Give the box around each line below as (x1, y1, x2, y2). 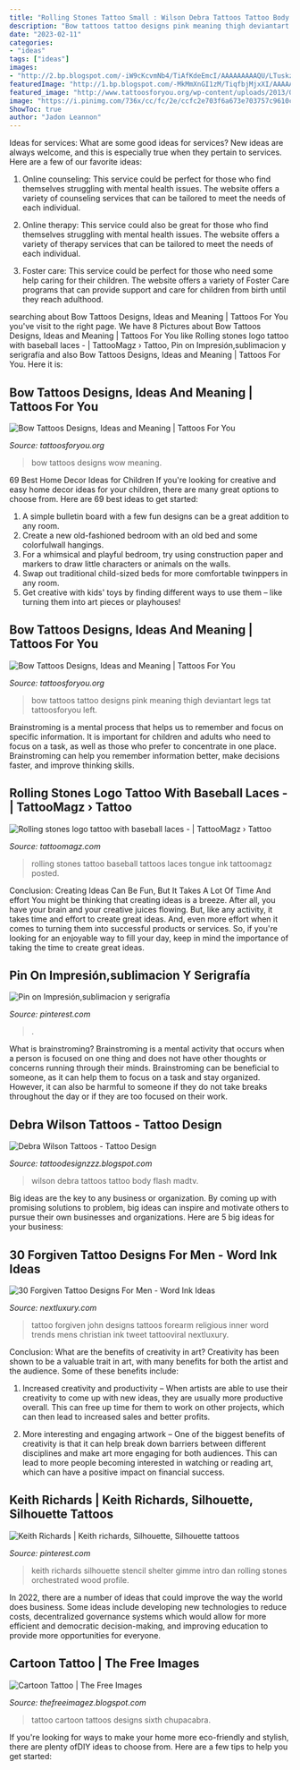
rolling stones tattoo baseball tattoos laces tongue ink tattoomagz (30, 858, 272, 869)
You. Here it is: (9, 359, 63, 370)
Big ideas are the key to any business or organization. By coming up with (9, 1193, 277, 1204)
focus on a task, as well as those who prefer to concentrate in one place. (9, 740, 277, 752)
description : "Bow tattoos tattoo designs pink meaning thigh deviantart (9, 21, 290, 30)
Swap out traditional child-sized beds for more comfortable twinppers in (21, 567, 288, 578)
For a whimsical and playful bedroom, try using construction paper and (21, 549, 284, 559)
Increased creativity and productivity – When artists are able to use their (21, 1383, 288, 1393)
